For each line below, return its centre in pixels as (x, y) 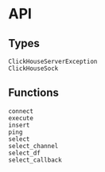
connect (21, 111)
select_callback (35, 160)
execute (21, 118)
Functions (34, 93)
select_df (25, 153)
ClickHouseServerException (53, 61)
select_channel (33, 146)
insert (19, 125)
